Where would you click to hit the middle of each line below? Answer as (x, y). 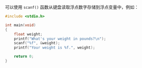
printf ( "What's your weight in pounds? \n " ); (60, 39)
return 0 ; (24, 57)
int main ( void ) (21, 25)
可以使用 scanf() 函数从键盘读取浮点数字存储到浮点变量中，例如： (72, 7)
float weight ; (28, 34)
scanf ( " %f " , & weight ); (37, 43)
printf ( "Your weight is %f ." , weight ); (55, 48)
